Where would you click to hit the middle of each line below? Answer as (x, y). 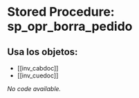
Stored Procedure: (61, 12)
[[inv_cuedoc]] (38, 75)
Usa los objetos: (43, 52)
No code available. (34, 89)
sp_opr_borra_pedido (70, 26)
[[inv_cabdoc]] (38, 68)
